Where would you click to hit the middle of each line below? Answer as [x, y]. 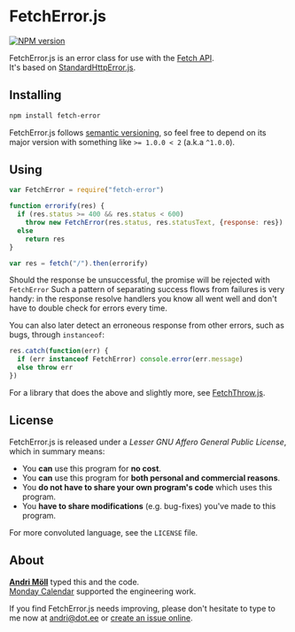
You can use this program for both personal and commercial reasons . [151, 478]
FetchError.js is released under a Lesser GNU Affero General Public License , [148, 442]
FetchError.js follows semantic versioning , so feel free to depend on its [138, 132]
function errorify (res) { [57, 206]
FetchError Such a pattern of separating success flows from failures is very [147, 289]
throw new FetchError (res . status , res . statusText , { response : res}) [154, 223]
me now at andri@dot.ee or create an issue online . [101, 618]
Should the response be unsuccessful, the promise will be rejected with [140, 280]
